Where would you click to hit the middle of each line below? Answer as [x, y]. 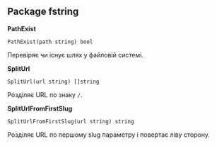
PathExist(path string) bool [50, 42]
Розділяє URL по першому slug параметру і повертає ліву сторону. [109, 135]
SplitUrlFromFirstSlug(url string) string [71, 121]
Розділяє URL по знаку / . [45, 94]
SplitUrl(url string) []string [53, 82]
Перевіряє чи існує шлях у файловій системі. [75, 55]
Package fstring [43, 12]
